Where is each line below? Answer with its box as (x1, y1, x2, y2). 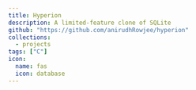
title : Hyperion (8, 11, 62, 20)
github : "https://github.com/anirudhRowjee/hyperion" (8, 26, 190, 34)
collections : (8, 33, 51, 41)
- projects (15, 41, 51, 49)
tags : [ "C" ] (8, 48, 47, 56)
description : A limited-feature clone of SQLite (8, 19, 171, 27)
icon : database (15, 70, 66, 77)
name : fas (15, 63, 47, 70)
